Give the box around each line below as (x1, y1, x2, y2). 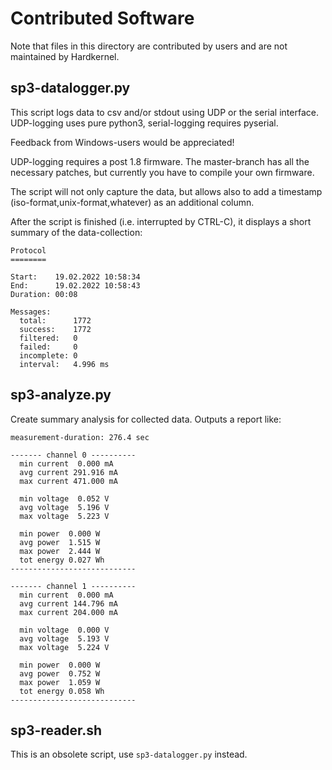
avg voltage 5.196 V (19, 502, 110, 512)
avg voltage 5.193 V (19, 633, 110, 644)
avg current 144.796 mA (19, 598, 118, 609)
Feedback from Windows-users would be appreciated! (10, 136, 235, 148)
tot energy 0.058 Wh (19, 686, 105, 696)
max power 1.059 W (19, 677, 101, 687)
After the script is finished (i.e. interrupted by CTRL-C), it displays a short (10, 215, 312, 227)
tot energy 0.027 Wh (19, 555, 105, 565)
